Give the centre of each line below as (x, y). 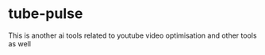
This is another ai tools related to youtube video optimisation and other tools (132, 35)
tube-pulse (46, 14)
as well (20, 43)
